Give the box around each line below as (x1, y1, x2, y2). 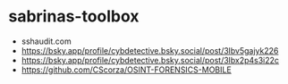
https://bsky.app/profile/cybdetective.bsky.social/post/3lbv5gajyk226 (21, 45, 279, 55)
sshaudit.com (21, 36, 72, 46)
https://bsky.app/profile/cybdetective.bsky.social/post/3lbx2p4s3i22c (21, 55, 279, 65)
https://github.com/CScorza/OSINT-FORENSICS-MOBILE (21, 64, 232, 75)
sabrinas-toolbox (8, 6, 140, 27)
